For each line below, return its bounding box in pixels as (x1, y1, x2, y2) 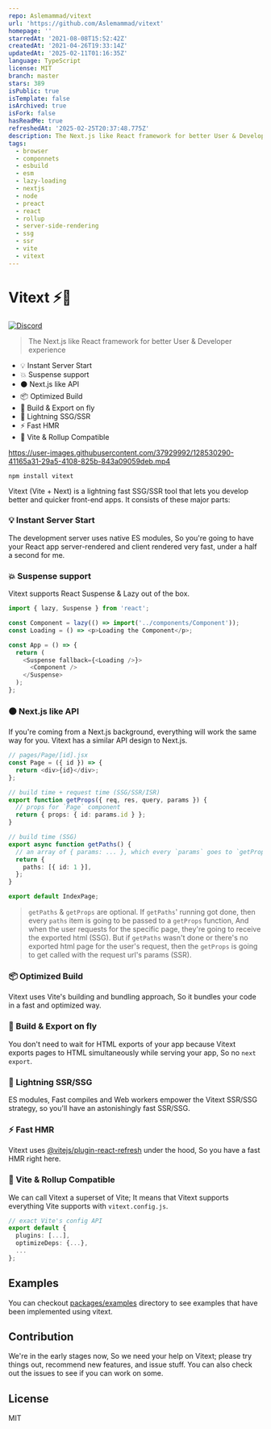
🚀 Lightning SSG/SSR (19, 411, 91, 421)
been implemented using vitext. (8, 1306, 113, 1316)
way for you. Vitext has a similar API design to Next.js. (8, 735, 188, 745)
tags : (8, 139, 27, 148)
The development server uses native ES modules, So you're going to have (8, 533, 254, 543)
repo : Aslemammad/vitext (8, 11, 92, 20)
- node (15, 191, 38, 200)
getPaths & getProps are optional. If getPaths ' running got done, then (27, 907, 256, 917)
